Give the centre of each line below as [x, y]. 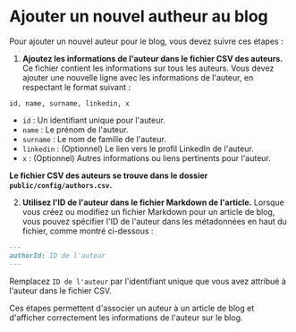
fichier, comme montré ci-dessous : [88, 231]
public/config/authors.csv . [61, 184]
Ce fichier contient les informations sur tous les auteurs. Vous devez [148, 68]
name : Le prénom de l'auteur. [75, 129]
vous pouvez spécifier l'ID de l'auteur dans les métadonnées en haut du [155, 221]
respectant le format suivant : [76, 87]
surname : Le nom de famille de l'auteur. [94, 139]
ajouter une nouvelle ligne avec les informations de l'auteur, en [138, 77]
